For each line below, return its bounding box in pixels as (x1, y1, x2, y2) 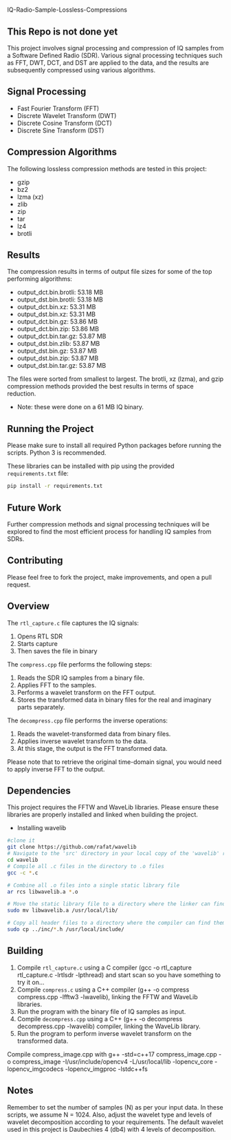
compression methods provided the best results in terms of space (7, 382, 194, 391)
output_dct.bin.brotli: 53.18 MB (16, 288, 104, 297)
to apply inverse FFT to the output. (7, 765, 105, 773)
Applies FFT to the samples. (16, 680, 97, 689)
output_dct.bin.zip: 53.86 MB (16, 325, 100, 333)
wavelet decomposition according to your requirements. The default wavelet (7, 1117, 223, 1126)
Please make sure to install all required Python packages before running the (7, 441, 222, 450)
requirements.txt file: (7, 469, 69, 478)
